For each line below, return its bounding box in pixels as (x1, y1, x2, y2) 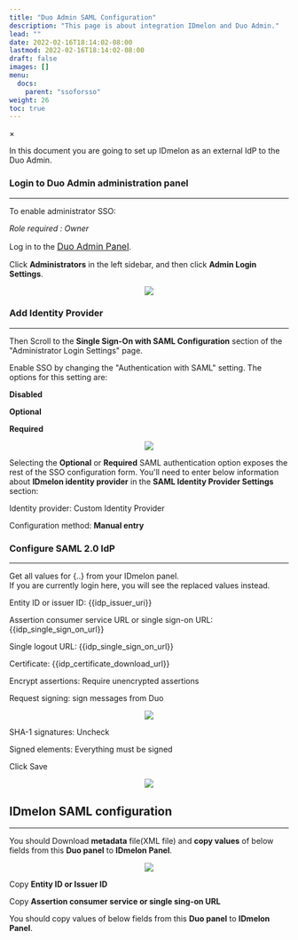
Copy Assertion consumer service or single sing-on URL (9, 896, 221, 906)
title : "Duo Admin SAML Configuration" (9, 12, 157, 22)
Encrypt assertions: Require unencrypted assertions (9, 676, 200, 687)
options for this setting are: (9, 371, 108, 382)
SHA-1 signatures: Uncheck (9, 727, 110, 737)
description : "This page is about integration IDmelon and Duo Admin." (9, 21, 279, 30)
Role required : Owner (9, 223, 90, 234)
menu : (9, 71, 29, 80)
